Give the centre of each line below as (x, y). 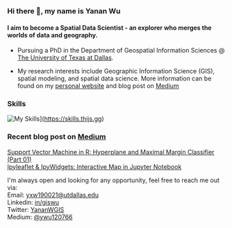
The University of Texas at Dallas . (65, 58)
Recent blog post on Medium (57, 137)
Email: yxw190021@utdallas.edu (53, 195)
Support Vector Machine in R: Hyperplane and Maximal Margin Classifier (111, 152)
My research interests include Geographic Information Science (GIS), (116, 71)
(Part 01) (19, 159)
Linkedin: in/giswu (33, 202)
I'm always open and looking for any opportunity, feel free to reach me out (114, 180)
